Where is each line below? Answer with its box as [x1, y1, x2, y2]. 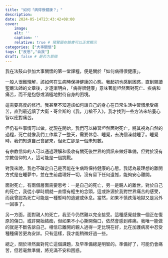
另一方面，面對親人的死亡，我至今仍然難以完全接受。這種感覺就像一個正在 [5, 211, 158, 218]
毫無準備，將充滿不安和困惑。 [22, 247, 84, 253]
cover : [5, 21, 19, 27]
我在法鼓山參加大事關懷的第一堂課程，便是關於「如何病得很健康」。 [5, 68, 143, 74]
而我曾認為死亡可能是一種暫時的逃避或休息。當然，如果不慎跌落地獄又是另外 [5, 195, 163, 201]
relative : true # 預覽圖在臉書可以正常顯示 [14, 40, 97, 45]
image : [14, 26, 28, 31]
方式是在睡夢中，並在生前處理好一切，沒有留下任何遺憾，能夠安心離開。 [5, 171, 154, 178]
